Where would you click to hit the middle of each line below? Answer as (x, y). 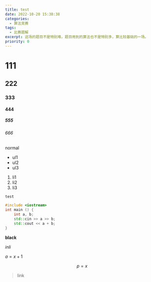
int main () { (20, 210)
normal (12, 148)
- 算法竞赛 (19, 23)
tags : (11, 28)
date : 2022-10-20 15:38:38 (32, 14)
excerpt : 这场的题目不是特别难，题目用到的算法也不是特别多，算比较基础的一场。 (77, 37)
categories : (17, 19)
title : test (17, 10)
